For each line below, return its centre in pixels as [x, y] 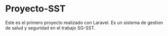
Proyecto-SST [35, 9]
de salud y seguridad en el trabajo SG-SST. [50, 27]
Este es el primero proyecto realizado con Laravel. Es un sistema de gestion [84, 22]
